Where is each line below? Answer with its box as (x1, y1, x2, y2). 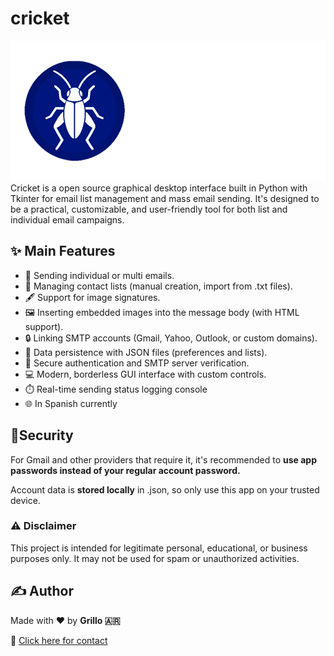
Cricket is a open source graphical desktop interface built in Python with (10, 182, 308, 194)
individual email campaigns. (10, 213, 125, 226)
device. (10, 494, 41, 506)
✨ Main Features (10, 243, 116, 260)
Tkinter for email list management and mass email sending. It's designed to (10, 192, 320, 204)
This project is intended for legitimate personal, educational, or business (10, 542, 308, 554)
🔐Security (10, 427, 74, 444)
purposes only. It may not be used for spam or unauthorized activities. (10, 552, 300, 564)
